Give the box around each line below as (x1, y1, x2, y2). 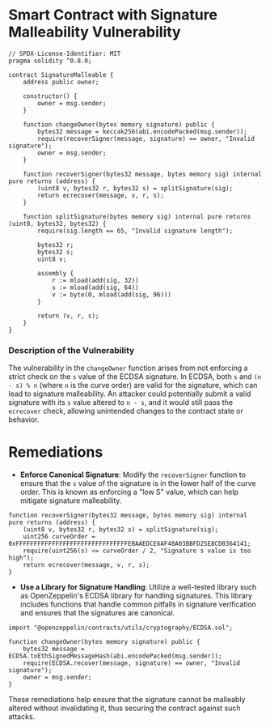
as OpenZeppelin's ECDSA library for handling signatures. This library (19, 591, 253, 601)
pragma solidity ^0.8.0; (8, 57, 92, 65)
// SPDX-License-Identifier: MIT (8, 49, 121, 57)
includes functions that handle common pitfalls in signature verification (19, 599, 257, 609)
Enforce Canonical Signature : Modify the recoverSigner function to (19, 470, 247, 479)
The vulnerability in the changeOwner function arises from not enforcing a (8, 363, 248, 373)
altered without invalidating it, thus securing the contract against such (8, 703, 241, 713)
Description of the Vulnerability (8, 344, 135, 355)
